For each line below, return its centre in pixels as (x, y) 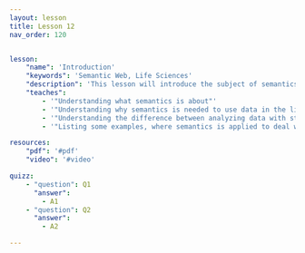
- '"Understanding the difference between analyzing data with (164, 118)
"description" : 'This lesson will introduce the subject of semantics (162, 84)
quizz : (22, 176)
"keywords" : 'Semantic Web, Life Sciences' (109, 76)
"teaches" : (46, 92)
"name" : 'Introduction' (71, 68)
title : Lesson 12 (42, 26)
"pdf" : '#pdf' (52, 151)
